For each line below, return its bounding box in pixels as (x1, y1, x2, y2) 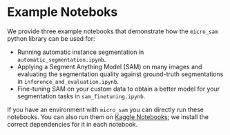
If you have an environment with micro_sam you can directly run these (7, 105, 204, 114)
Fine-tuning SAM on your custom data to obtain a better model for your (17, 84, 220, 93)
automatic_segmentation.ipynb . (17, 55, 106, 63)
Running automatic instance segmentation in (17, 48, 144, 56)
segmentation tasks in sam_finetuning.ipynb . (17, 91, 146, 100)
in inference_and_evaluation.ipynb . (17, 77, 119, 85)
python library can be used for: (7, 34, 95, 42)
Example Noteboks (7, 4, 118, 20)
